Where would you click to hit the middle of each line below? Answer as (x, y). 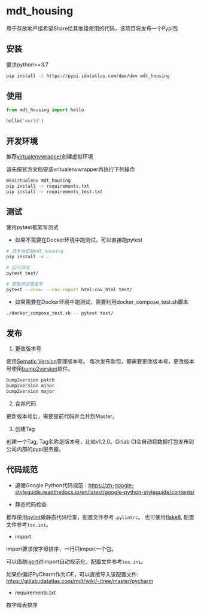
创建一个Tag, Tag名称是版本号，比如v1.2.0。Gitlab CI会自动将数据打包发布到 (100, 442)
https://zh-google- (111, 485)
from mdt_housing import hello (45, 110)
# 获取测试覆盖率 (25, 284)
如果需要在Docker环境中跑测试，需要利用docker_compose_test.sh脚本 (102, 302)
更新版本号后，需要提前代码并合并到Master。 (62, 416)
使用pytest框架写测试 (32, 227)
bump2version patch (31, 380)
